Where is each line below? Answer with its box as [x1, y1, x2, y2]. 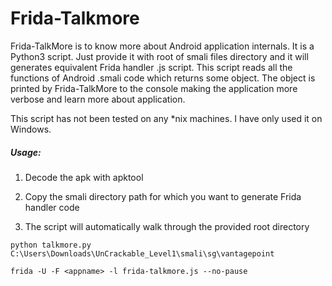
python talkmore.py [10, 240, 92, 250]
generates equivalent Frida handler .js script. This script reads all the [10, 61, 293, 73]
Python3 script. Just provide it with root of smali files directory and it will [10, 50, 309, 62]
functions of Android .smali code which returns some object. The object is [10, 72, 316, 84]
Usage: [10, 146, 42, 158]
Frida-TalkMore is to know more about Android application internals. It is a [10, 40, 315, 52]
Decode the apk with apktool [24, 171, 144, 183]
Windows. [10, 123, 52, 135]
